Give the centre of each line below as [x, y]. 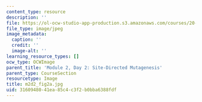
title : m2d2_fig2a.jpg [35, 85]
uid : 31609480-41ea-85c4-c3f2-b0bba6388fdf [62, 90]
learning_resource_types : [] [43, 56]
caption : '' [27, 40]
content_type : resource [36, 12]
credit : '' [25, 46]
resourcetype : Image [32, 79]
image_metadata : [26, 34]
